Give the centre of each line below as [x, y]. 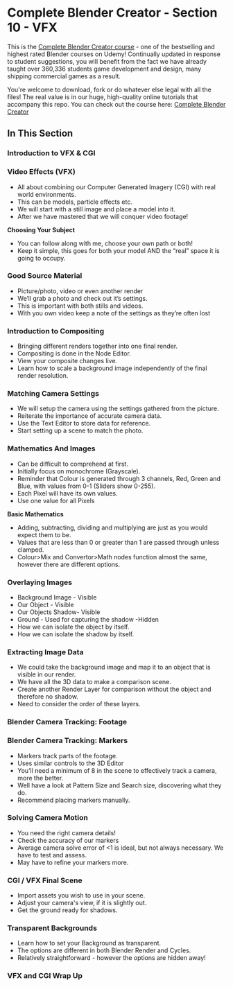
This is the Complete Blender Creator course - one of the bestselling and [111, 46]
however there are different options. [68, 564]
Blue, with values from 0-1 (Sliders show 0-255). [86, 486]
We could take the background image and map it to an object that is [114, 667]
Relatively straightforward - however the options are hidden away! [111, 958]
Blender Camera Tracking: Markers [68, 741]
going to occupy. [41, 258]
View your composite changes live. [67, 361]
